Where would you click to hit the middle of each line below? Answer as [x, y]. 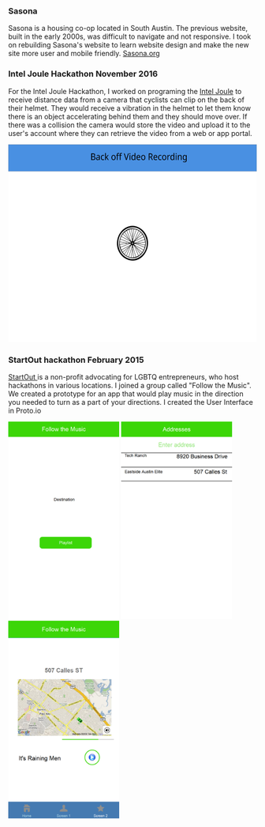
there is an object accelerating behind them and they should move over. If [128, 116]
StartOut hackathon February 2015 [76, 360]
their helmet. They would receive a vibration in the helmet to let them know [129, 108]
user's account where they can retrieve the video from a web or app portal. [130, 133]
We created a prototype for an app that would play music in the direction [126, 394]
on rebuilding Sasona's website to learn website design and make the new [129, 45]
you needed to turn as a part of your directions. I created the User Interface [131, 402]
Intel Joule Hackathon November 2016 [83, 74]
